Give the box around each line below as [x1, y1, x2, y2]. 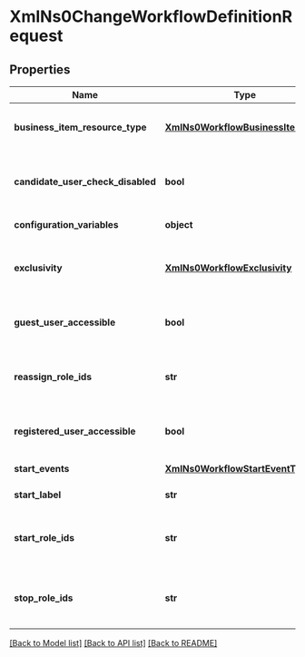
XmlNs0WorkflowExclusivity [164, 261, 292, 274]
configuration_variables [14, 219, 119, 230]
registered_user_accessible [14, 425, 136, 437]
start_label [14, 488, 62, 501]
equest [9, 25, 64, 46]
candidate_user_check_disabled [14, 175, 156, 188]
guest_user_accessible [14, 316, 116, 328]
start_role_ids [14, 532, 75, 544]
